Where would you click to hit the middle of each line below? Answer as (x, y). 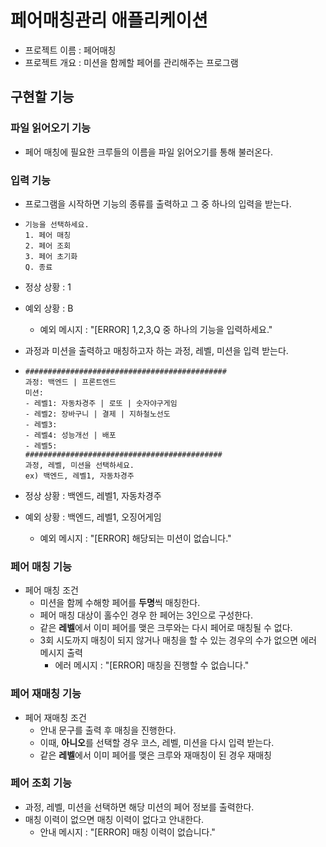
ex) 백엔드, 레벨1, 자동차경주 (79, 476)
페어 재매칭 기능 (46, 694)
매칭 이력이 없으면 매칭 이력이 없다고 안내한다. (114, 819)
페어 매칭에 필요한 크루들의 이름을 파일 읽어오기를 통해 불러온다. (148, 152)
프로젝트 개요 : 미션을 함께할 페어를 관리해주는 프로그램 (131, 62)
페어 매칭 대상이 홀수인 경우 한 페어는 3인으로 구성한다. (146, 615)
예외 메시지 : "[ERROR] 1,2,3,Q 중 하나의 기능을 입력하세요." (156, 329)
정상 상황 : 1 (48, 287)
